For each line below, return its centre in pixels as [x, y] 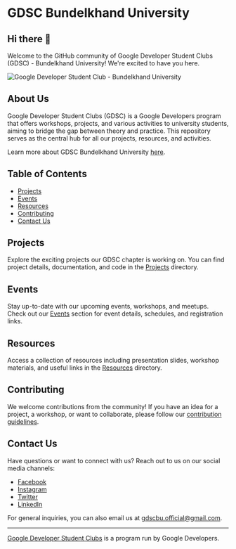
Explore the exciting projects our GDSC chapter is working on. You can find [116, 260]
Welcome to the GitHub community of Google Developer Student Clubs [110, 56]
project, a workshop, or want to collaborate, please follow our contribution [114, 414]
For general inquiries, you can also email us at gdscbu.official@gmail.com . [115, 517]
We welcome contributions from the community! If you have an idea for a [113, 406]
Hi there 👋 [29, 39]
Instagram [32, 489]
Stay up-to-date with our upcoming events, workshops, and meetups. [108, 306]
